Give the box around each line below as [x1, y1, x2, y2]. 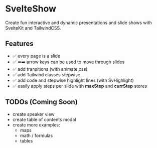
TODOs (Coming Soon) [5, 98, 78, 106]
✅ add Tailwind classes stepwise [12, 71, 81, 78]
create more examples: [12, 121, 60, 128]
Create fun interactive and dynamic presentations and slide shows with [5, 20, 152, 26]
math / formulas [20, 132, 53, 138]
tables [20, 137, 33, 143]
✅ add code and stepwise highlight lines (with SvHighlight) [12, 77, 134, 83]
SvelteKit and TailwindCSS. [5, 25, 61, 31]
